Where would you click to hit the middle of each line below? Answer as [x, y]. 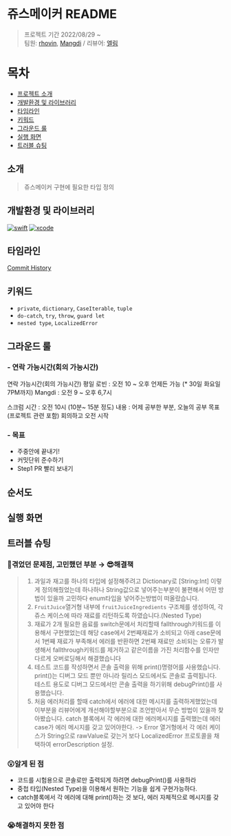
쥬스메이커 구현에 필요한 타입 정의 [69, 187]
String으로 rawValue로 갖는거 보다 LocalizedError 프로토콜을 [130, 736]
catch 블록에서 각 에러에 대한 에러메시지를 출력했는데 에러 [143, 718]
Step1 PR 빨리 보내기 [45, 469]
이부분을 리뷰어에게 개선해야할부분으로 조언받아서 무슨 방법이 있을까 [125, 709]
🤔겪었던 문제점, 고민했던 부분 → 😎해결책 [70, 564]
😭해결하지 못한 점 [36, 825]
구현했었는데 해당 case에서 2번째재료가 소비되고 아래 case [131, 632]
